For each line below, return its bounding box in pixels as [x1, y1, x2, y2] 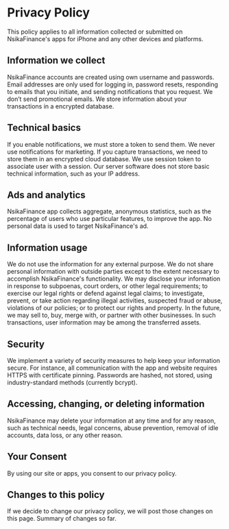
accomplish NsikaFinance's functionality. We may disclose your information [7, 274, 221, 283]
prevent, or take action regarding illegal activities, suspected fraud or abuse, [7, 296, 223, 305]
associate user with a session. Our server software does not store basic [7, 162, 210, 170]
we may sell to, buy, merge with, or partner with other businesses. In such [7, 311, 216, 320]
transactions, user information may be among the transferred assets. [7, 318, 202, 327]
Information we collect [7, 55, 106, 67]
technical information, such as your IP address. [7, 169, 141, 178]
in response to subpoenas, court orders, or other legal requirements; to [7, 282, 208, 290]
